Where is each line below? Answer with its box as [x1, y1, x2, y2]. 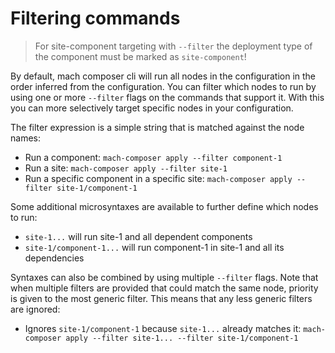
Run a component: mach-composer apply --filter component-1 [24, 151, 283, 163]
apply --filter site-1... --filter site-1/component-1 [65, 333, 299, 343]
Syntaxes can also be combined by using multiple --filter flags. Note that [10, 271, 319, 283]
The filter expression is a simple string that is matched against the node [10, 121, 305, 133]
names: [10, 132, 41, 144]
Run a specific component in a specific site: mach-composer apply [24, 172, 293, 184]
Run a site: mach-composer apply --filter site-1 [24, 162, 228, 174]
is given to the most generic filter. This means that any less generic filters [10, 292, 313, 304]
